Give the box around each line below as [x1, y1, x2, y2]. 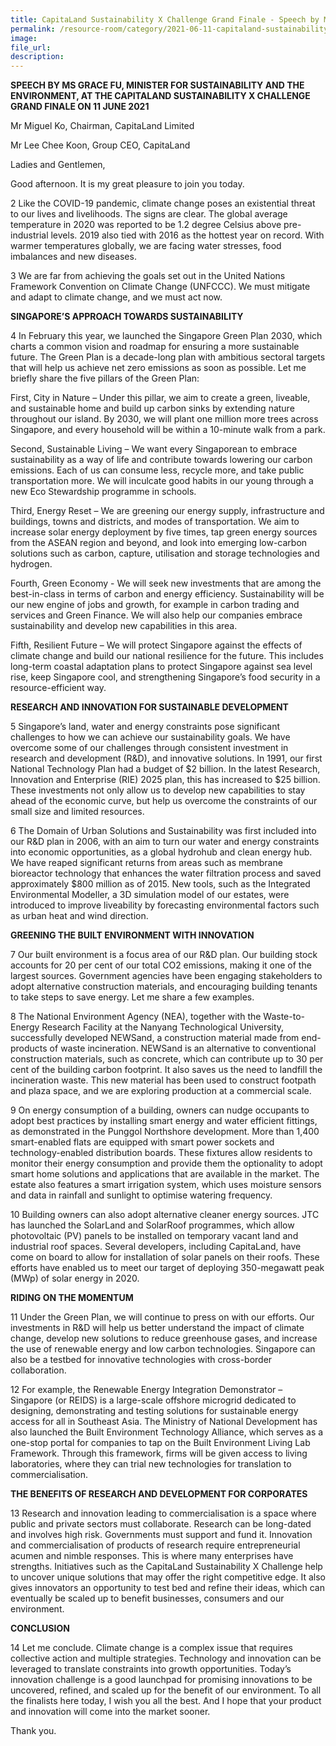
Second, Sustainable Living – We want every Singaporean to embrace [10, 443, 298, 455]
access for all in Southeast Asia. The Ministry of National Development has [10, 1416, 318, 1428]
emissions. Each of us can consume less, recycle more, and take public [10, 464, 305, 476]
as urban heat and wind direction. [10, 910, 149, 922]
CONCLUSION [10, 1622, 70, 1635]
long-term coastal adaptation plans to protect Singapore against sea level [10, 661, 313, 673]
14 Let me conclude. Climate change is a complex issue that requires [10, 1642, 293, 1654]
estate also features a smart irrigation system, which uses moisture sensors [10, 1179, 322, 1191]
